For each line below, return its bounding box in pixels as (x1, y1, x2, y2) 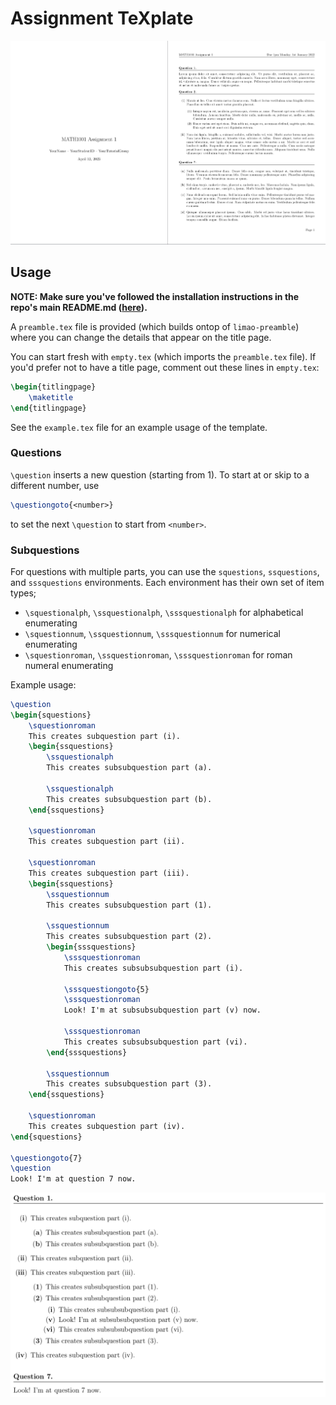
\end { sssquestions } (46, 1047, 128, 1057)
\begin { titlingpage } (10, 382, 97, 392)
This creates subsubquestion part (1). (46, 900, 213, 910)
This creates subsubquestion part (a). (46, 763, 213, 773)
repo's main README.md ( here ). (10, 301, 148, 313)
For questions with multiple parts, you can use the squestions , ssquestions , (10, 565, 320, 577)
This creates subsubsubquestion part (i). (63, 963, 244, 973)
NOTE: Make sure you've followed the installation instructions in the (10, 290, 300, 302)
